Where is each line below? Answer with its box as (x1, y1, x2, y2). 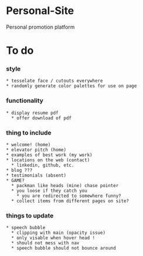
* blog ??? (6, 168, 33, 174)
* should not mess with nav (11, 240, 80, 246)
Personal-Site (6, 4, 74, 18)
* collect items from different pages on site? (11, 198, 130, 204)
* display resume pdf (6, 110, 59, 116)
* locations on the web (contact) (6, 157, 90, 163)
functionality (6, 96, 44, 105)
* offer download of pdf (11, 115, 72, 121)
